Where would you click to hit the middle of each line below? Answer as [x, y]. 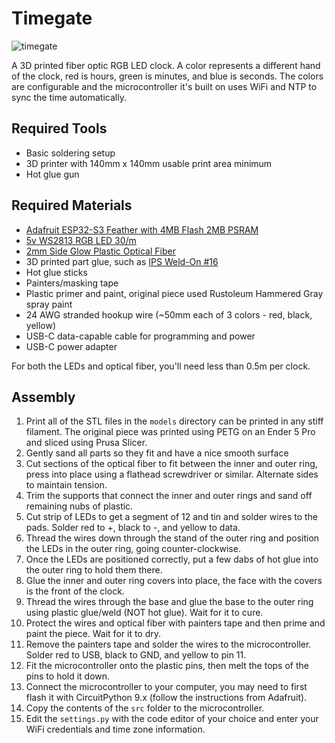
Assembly [43, 397]
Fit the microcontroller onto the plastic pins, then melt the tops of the [167, 666]
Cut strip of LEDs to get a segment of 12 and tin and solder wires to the [172, 517]
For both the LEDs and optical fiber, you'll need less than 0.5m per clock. [161, 366]
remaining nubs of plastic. [79, 506]
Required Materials [72, 205]
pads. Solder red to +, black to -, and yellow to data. [133, 528]
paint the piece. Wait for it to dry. [93, 634]
